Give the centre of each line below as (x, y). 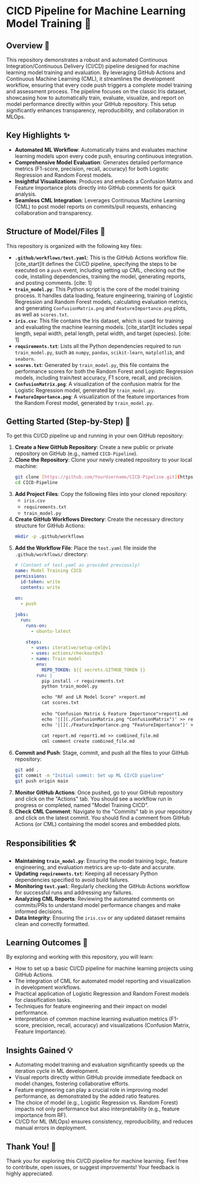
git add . (27, 770)
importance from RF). (41, 1115)
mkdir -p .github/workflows (49, 536)
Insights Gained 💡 (40, 1050)
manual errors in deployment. (51, 1128)
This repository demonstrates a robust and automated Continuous (87, 60)
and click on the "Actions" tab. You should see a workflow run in (93, 799)
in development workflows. (48, 987)
